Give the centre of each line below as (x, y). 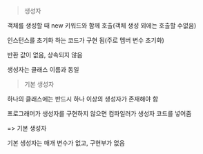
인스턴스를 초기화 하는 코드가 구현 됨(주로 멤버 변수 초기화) (86, 40)
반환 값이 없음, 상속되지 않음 (45, 55)
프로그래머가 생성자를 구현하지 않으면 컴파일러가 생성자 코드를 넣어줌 (99, 114)
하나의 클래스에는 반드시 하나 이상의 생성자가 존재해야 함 (83, 99)
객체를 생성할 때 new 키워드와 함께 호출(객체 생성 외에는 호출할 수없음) (102, 26)
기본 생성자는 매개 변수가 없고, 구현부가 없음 (66, 143)
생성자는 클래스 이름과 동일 (43, 69)
